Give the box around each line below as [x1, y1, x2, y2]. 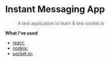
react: [12, 39, 25, 46]
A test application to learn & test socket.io [17, 20, 104, 26]
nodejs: [12, 45, 29, 51]
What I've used [5, 30, 38, 36]
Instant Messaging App [5, 4, 105, 15]
